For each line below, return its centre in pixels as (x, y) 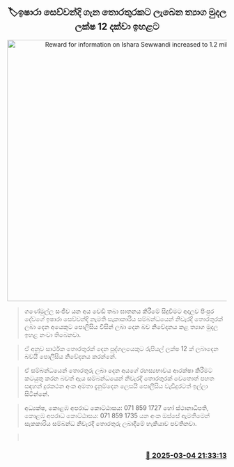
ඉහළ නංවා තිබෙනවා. (53, 335)
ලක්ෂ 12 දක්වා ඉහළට (117, 27)
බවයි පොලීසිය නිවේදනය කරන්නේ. (70, 356)
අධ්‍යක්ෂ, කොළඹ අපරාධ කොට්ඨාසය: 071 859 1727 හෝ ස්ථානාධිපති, (116, 408)
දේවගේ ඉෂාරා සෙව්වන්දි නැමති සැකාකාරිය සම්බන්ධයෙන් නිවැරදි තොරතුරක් (124, 319)
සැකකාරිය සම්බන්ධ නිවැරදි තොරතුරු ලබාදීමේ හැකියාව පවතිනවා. (110, 423)
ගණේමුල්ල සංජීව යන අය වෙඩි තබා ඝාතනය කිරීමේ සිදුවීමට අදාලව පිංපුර (119, 311)
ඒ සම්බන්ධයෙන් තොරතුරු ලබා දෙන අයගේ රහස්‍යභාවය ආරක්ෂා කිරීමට (118, 370)
